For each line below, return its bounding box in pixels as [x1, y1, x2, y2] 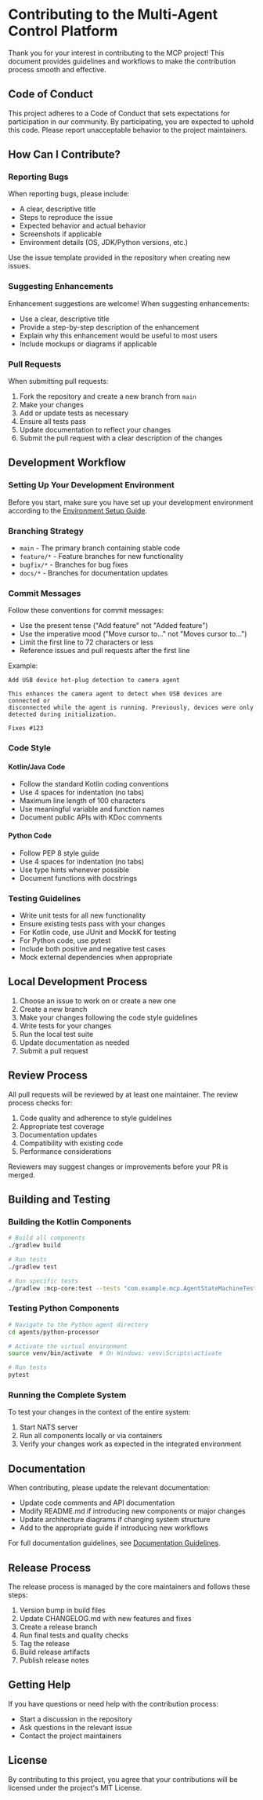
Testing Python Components [8, 1303, 120, 1314]
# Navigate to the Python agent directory [8, 1320, 149, 1328]
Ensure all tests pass [19, 417, 86, 426]
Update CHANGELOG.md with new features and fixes [19, 1613, 192, 1623]
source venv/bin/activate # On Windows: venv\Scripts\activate [8, 1349, 222, 1357]
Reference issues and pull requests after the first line [19, 646, 190, 655]
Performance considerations [19, 1146, 112, 1156]
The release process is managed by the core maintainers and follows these [8, 1582, 250, 1591]
